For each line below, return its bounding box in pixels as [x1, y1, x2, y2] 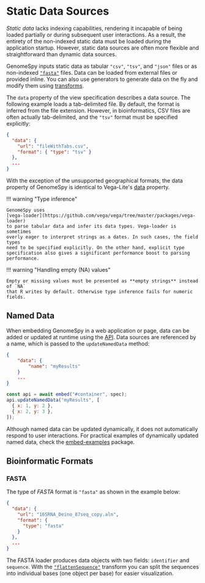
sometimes [6, 228, 32, 235]
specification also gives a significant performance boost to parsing [6, 250, 190, 257]
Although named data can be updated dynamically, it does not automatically [6, 425, 198, 432]
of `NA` [6, 284, 26, 290]
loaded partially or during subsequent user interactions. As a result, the [6, 31, 186, 38]
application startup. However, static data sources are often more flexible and [6, 44, 199, 51]
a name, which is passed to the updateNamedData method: [6, 340, 150, 347]
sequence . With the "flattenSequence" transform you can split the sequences [6, 563, 199, 571]
